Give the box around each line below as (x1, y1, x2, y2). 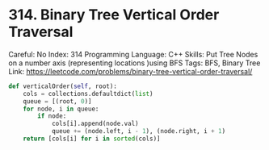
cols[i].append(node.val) (51, 119, 139, 128)
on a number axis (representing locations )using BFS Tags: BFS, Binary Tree (8, 58, 261, 68)
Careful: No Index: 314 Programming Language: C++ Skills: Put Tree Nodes (8, 49, 258, 59)
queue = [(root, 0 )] (23, 97, 92, 106)
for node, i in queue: (23, 105, 99, 113)
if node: (37, 112, 67, 120)
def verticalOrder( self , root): (8, 82, 117, 90)
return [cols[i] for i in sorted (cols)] (23, 135, 161, 143)
